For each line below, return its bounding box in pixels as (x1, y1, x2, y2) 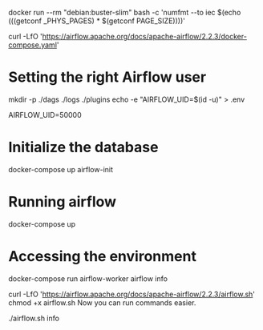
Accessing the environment (8, 247, 196, 265)
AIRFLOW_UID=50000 (8, 110, 82, 119)
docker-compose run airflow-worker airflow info (8, 273, 168, 284)
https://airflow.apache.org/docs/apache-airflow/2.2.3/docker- (42, 32, 247, 41)
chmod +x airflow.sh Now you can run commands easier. (8, 297, 196, 308)
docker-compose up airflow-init (8, 164, 114, 174)
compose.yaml (8, 40, 58, 50)
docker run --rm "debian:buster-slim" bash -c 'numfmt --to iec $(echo (8, 8, 241, 17)
